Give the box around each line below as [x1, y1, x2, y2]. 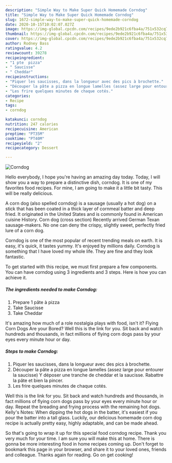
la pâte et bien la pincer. [12, 377, 64, 384]
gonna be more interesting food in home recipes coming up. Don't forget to [5, 441, 164, 447]
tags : [5, 103, 17, 108]
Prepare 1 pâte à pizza [12, 299, 60, 306]
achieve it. [5, 275, 27, 281]
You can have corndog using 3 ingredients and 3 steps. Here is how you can [5, 269, 166, 275]
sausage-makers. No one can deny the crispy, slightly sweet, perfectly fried [5, 222, 165, 228]
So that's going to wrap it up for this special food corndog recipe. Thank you [5, 430, 166, 436]
